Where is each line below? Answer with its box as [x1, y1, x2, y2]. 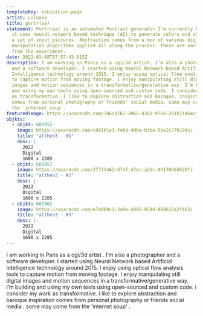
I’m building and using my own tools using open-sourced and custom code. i [6, 283, 197, 291]
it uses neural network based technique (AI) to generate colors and [11, 32, 190, 38]
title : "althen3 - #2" [17, 172, 74, 179]
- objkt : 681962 [11, 201, 53, 207]
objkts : [6, 116, 26, 122]
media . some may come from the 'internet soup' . [6, 303, 131, 310]
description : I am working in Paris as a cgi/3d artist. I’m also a [6, 59, 182, 66]
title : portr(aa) [6, 20, 50, 26]
